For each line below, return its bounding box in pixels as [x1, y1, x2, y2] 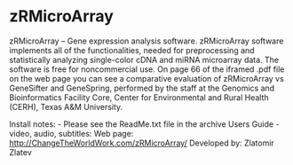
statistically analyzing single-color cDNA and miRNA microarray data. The [9, 54, 280, 65]
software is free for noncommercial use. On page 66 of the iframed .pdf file [9, 64, 285, 75]
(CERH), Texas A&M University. [9, 101, 123, 112]
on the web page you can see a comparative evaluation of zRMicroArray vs [9, 73, 284, 83]
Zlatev [9, 146, 33, 157]
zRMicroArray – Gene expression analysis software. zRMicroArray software [9, 35, 284, 46]
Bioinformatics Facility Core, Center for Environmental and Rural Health [9, 91, 269, 103]
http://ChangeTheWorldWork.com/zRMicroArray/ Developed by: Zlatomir [9, 137, 275, 148]
